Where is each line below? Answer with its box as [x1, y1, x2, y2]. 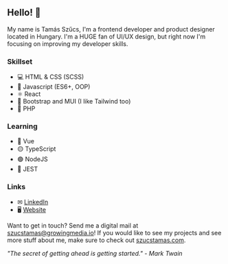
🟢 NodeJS [16, 155, 48, 163]
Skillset [7, 56, 33, 66]
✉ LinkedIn [16, 197, 49, 206]
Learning [7, 121, 38, 131]
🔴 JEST [16, 165, 38, 173]
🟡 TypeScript [16, 145, 56, 153]
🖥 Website [16, 205, 47, 213]
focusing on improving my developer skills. [7, 39, 128, 48]
